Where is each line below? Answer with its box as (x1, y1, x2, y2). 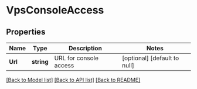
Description (68, 44, 103, 52)
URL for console (54, 54, 98, 62)
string (31, 58, 49, 66)
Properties (6, 27, 46, 37)
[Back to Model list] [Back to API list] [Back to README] (6, 77, 141, 83)
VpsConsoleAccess (6, 4, 104, 17)
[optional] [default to (122, 54, 179, 62)
